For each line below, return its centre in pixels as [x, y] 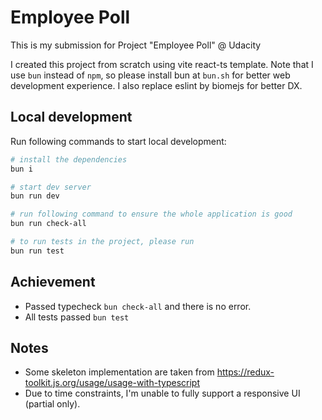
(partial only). [52, 404]
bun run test [37, 251]
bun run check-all [48, 224]
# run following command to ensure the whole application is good [151, 214]
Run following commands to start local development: [118, 141]
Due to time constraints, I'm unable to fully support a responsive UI [162, 393]
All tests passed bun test [77, 317]
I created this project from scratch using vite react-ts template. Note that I [162, 64]
